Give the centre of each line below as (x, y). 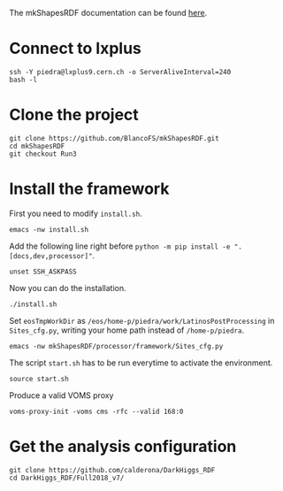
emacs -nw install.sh (49, 229)
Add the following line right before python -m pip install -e (120, 246)
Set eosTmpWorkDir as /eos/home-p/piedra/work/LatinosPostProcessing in (142, 320)
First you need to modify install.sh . (76, 213)
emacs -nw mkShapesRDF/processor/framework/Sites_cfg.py (116, 346)
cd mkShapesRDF (37, 146)
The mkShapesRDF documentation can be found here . (108, 13)
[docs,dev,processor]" (51, 256)
